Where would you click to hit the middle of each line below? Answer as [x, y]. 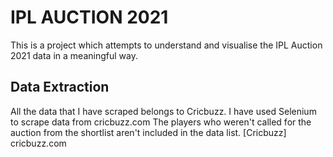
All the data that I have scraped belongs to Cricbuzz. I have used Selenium [163, 111]
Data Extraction [60, 87]
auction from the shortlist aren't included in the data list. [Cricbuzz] [148, 132]
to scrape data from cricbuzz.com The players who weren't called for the [161, 122]
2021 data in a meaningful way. [74, 55]
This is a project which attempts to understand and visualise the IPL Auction [166, 45]
